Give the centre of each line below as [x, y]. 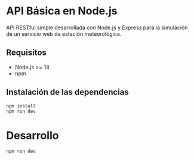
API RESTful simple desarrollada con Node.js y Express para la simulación [97, 27]
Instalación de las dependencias [68, 92]
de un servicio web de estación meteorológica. [64, 33]
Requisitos [26, 53]
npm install [21, 106]
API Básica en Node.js [62, 11]
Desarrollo [33, 135]
